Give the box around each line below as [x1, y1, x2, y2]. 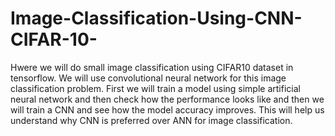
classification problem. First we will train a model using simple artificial [10, 82, 301, 94]
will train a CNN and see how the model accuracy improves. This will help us [10, 103, 325, 116]
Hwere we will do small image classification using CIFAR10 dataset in [10, 61, 294, 73]
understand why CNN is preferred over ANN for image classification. [10, 114, 293, 126]
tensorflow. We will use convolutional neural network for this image [10, 72, 287, 84]
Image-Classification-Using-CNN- [10, 7, 303, 30]
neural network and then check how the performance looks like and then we [10, 93, 325, 105]
